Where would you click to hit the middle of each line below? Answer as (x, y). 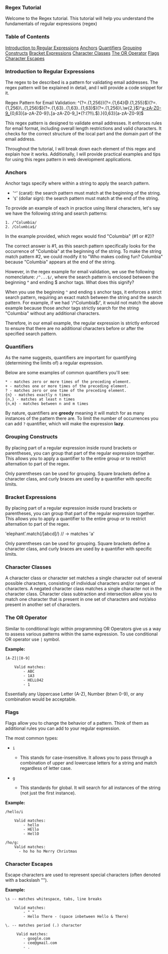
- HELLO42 (33, 680)
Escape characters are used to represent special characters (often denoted (83, 875)
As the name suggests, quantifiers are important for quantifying (71, 358)
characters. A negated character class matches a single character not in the (83, 589)
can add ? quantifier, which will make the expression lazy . (65, 424)
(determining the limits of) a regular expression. (54, 363)
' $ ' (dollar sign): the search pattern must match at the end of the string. (86, 198)
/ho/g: (12, 842)
